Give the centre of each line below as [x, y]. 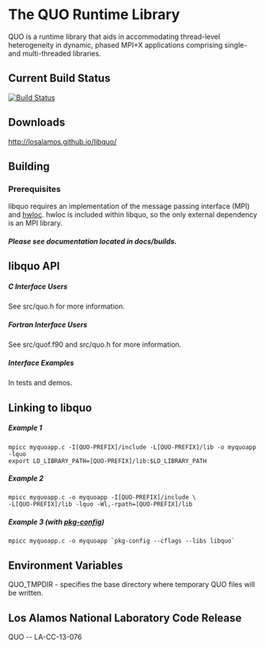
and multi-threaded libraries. [55, 53]
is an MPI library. [36, 223]
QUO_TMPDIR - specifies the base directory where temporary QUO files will [132, 585]
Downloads [37, 123]
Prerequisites [34, 189]
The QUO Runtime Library [94, 15]
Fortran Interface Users [48, 324]
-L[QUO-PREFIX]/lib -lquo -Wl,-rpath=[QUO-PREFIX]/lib [100, 504]
